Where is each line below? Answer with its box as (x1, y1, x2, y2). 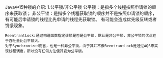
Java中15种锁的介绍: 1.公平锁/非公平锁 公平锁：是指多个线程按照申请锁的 (5, 4, 152, 10)
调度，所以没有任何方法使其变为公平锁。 (16, 49, 86, 54)
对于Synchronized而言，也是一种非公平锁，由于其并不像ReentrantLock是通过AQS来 (5, 43, 155, 48)
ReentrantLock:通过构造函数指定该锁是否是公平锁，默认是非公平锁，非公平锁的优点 (5, 33, 153, 38)
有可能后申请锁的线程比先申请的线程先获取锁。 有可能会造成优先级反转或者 (5, 17, 157, 22)
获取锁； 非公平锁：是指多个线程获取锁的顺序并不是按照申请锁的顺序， (13, 10, 157, 16)
